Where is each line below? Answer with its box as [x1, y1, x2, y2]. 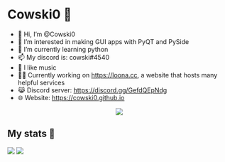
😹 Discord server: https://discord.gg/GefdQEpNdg [17, 85, 168, 94]
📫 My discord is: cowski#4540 [17, 53, 110, 61]
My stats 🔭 [7, 128, 55, 140]
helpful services [17, 78, 65, 87]
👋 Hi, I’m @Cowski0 [17, 30, 76, 38]
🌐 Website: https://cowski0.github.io [17, 93, 125, 102]
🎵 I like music [17, 63, 57, 72]
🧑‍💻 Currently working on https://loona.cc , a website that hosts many [17, 70, 218, 79]
